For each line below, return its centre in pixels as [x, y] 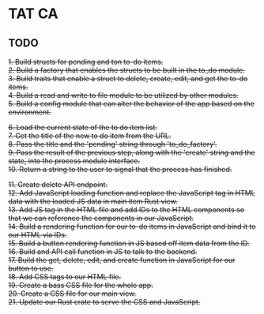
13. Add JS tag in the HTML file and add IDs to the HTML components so [126, 209]
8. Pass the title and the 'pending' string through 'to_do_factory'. [113, 144]
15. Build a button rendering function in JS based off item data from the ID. [129, 243]
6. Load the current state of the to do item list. [83, 127]
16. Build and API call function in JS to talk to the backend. [103, 252]
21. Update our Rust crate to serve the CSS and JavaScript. [104, 302]
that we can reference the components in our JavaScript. [101, 218]
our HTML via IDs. [38, 235]
